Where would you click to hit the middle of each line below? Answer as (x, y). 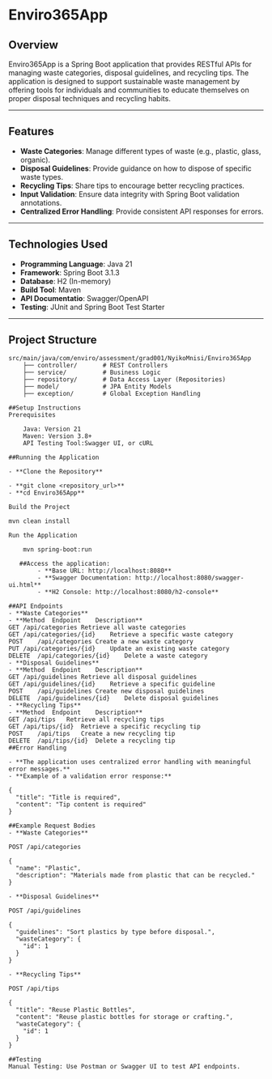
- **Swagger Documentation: (85, 578)
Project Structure (53, 340)
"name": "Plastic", (49, 869)
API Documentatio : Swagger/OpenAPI (84, 298)
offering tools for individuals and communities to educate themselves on (129, 90)
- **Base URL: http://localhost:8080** (105, 571)
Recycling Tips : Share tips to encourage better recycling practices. (132, 185)
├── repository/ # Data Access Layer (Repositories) (125, 380)
